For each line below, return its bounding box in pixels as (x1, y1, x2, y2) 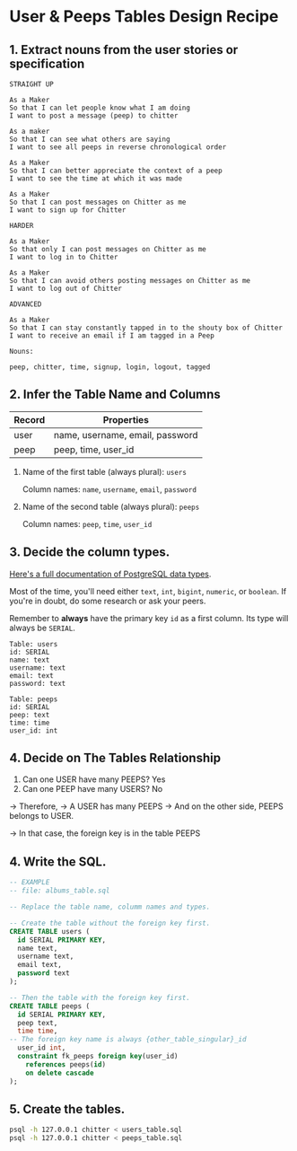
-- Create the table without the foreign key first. (9, 918, 211, 927)
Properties (102, 413, 150, 426)
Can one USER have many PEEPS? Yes (22, 774, 166, 785)
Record (13, 413, 46, 426)
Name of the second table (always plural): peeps (22, 501, 200, 512)
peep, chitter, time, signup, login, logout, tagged (9, 363, 211, 372)
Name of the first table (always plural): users (22, 466, 187, 477)
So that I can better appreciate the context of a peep (9, 166, 223, 175)
